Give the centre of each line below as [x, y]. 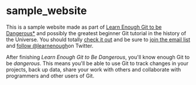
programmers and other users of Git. [50, 76]
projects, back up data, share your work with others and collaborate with [94, 69]
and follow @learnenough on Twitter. [50, 46]
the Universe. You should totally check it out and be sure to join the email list [98, 39]
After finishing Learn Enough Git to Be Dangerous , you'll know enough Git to [98, 57]
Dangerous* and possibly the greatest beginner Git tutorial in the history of [96, 33]
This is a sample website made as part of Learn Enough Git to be [84, 27]
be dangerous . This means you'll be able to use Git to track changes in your [97, 63]
